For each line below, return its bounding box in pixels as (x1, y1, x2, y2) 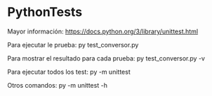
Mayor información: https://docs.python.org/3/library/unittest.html (7, 27, 199, 35)
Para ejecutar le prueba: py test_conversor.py (7, 40, 139, 49)
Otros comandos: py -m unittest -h (7, 81, 107, 89)
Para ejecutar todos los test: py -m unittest (7, 67, 131, 76)
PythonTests (7, 4, 83, 20)
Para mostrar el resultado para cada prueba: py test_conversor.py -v (7, 54, 206, 63)
